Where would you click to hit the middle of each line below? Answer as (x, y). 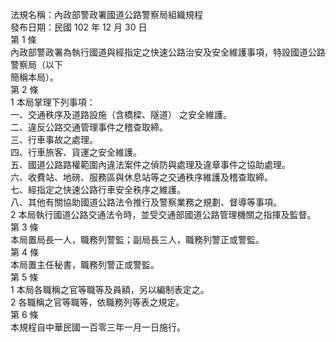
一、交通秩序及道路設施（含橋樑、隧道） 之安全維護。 (121, 114)
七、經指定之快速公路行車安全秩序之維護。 (98, 189)
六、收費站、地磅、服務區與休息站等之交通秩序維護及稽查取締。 (141, 177)
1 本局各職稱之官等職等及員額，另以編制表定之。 (110, 289)
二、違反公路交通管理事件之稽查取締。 (89, 127)
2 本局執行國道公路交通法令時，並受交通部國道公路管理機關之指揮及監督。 (163, 214)
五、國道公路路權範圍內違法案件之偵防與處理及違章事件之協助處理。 (150, 164)
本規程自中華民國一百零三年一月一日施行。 (98, 327)
